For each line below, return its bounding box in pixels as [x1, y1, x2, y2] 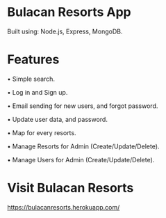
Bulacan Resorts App [7, 4, 131, 20]
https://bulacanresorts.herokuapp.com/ [7, 203, 120, 211]
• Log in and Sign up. [7, 88, 68, 96]
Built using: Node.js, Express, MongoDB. [7, 27, 123, 36]
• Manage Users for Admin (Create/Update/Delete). [7, 155, 155, 164]
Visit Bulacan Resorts [7, 180, 134, 196]
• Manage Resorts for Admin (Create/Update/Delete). [7, 142, 160, 150]
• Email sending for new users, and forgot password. [7, 102, 158, 110]
